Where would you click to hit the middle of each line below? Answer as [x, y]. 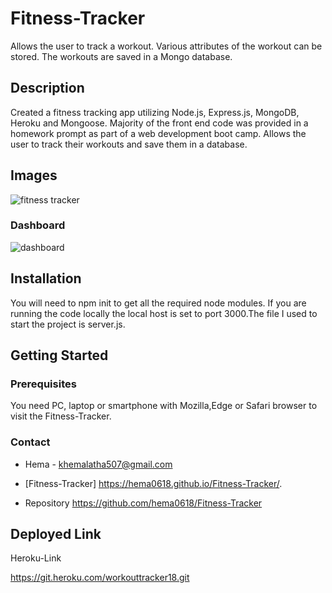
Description [47, 88]
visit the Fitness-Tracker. [61, 416]
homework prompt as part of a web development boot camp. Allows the [158, 133]
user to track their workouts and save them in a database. [129, 144]
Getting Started [59, 355]
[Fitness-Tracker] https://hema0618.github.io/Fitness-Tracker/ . [153, 483]
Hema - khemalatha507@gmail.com [98, 464]
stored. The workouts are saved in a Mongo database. [121, 56]
